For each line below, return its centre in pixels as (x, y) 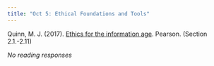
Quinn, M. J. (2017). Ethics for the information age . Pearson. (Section (107, 34)
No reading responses (40, 55)
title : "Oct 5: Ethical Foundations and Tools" (79, 14)
